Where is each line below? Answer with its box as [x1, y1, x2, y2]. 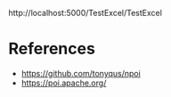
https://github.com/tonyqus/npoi [20, 68, 142, 78]
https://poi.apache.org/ [20, 77, 107, 88]
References [8, 39, 95, 59]
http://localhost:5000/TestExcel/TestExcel [8, 8, 162, 18]
